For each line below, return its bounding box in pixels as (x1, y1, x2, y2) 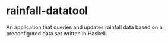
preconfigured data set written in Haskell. (6, 29, 107, 37)
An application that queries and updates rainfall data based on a (6, 24, 163, 31)
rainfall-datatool (6, 4, 88, 18)
